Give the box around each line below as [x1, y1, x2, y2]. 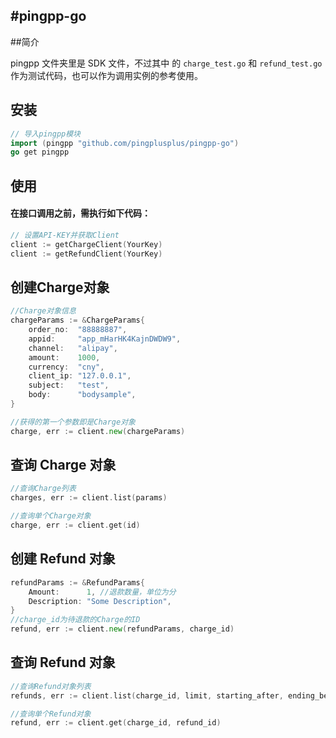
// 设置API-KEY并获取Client [10, 230, 120, 240]
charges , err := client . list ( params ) [10, 493, 168, 503]
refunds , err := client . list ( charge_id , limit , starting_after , [10, 690, 284, 701]
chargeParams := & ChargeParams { [10, 315, 145, 326]
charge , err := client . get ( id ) [10, 520, 141, 531]
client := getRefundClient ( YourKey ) [10, 249, 163, 259]
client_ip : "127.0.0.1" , [28, 371, 132, 381]
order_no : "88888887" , [28, 325, 128, 335]
